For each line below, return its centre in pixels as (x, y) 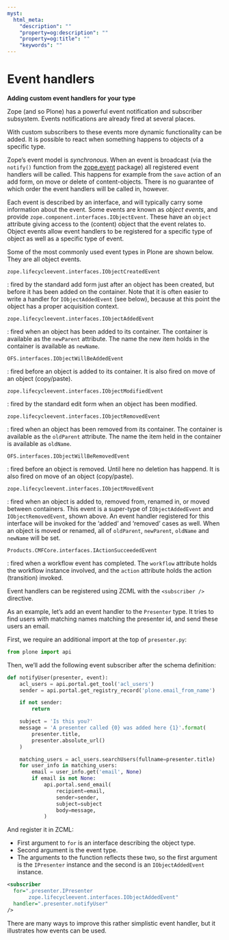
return (41, 709)
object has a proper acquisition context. (63, 306)
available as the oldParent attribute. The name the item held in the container (114, 436)
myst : (15, 13)
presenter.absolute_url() (69, 741)
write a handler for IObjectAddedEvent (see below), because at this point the (114, 299)
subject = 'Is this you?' (56, 721)
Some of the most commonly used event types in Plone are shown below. (110, 251)
